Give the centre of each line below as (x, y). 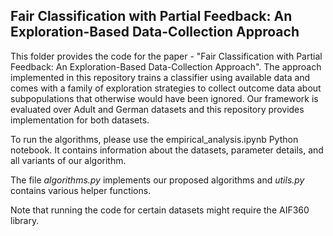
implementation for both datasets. (80, 120)
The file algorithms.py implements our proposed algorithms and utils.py (157, 180)
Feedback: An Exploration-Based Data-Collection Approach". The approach (166, 66)
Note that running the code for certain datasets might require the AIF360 (160, 210)
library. (25, 220)
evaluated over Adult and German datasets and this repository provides (157, 109)
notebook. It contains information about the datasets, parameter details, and (167, 150)
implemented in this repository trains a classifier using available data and (160, 77)
